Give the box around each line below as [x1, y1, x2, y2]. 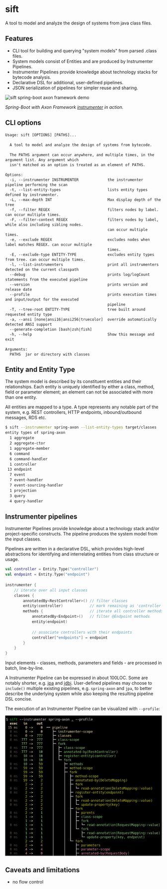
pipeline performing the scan [5, 182, 68, 187]
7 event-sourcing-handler [9, 483, 64, 488]
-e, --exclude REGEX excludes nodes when [9, 237, 150, 242]
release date [5, 287, 32, 292]
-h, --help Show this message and [9, 332, 155, 337]
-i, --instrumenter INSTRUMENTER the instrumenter [9, 177, 143, 182]
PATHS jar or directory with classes [9, 352, 90, 357]
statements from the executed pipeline [5, 277, 88, 282]
